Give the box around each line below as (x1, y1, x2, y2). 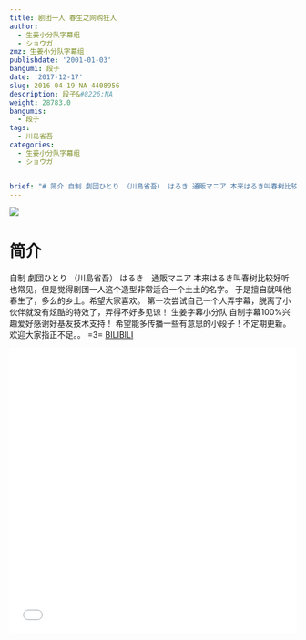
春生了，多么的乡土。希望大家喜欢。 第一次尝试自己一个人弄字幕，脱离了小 (9, 295, 291, 306)
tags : (9, 124, 30, 133)
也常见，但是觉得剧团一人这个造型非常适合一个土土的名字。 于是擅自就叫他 (9, 284, 291, 295)
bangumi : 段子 (9, 65, 61, 74)
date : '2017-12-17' (9, 73, 84, 82)
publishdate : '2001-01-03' (9, 56, 112, 65)
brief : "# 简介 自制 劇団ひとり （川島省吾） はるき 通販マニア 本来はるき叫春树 (9, 181, 285, 191)
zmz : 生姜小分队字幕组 (9, 47, 85, 56)
